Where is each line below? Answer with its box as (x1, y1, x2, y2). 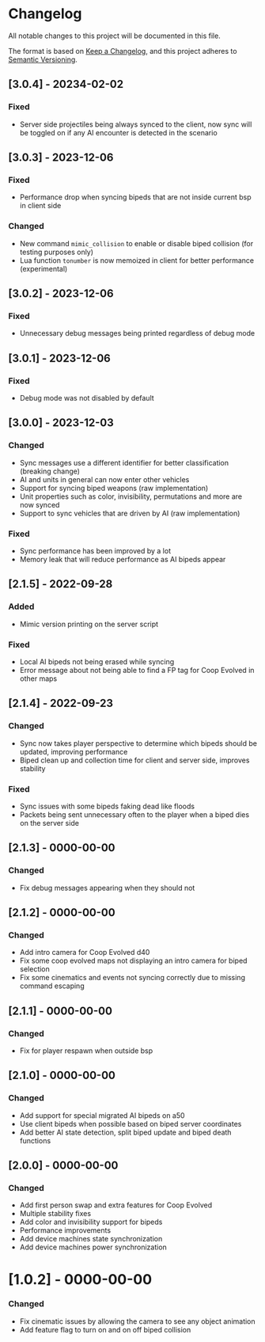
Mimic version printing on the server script (19, 619, 159, 629)
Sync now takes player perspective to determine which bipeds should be (19, 738, 257, 748)
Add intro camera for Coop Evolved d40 (19, 948, 150, 957)
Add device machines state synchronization (19, 1234, 163, 1244)
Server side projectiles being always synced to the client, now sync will (19, 120, 252, 129)
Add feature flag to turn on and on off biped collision (19, 1325, 191, 1334)
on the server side (19, 818, 79, 827)
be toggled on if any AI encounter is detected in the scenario (19, 127, 218, 137)
